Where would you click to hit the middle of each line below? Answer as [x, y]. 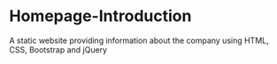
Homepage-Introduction [100, 16]
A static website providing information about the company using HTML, [139, 40]
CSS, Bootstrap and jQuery [58, 49]
